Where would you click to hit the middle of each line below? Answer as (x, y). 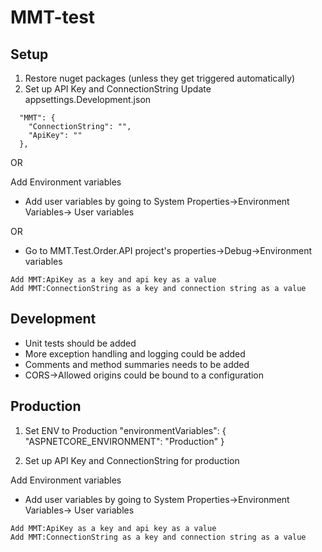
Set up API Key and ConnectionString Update (118, 89)
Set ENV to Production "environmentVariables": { (125, 430)
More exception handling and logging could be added (135, 353)
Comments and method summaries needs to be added (137, 364)
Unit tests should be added (80, 343)
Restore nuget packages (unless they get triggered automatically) (160, 78)
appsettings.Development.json (88, 99)
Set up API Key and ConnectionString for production (132, 460)
